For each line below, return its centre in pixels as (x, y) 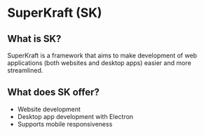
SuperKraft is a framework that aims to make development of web (102, 55)
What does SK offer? (53, 92)
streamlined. (25, 70)
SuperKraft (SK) (55, 13)
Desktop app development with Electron (75, 116)
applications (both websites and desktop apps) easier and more (99, 63)
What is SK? (34, 39)
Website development (49, 109)
